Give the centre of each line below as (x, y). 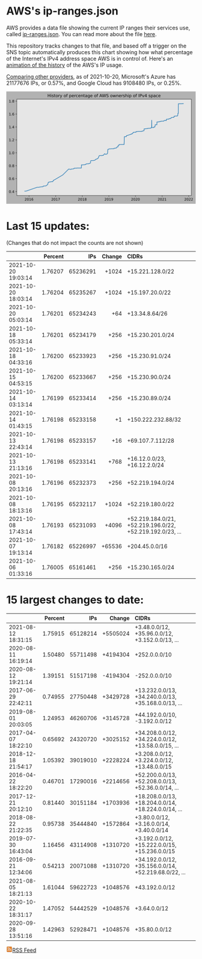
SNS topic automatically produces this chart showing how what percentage (99, 52)
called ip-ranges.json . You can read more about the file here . (81, 34)
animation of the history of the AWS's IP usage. (65, 65)
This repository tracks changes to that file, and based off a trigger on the (96, 46)
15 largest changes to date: (75, 600)
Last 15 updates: (48, 226)
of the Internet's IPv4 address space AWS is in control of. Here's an (90, 58)
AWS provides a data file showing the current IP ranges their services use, (98, 28)
